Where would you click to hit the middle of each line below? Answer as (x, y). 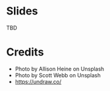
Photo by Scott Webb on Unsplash (58, 75)
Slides (22, 11)
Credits (25, 52)
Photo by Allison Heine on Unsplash (60, 69)
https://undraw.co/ (38, 81)
